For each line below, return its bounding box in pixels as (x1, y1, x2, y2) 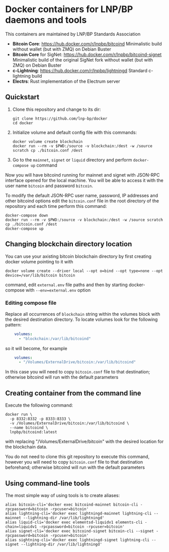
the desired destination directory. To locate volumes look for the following (5, 316, 158, 322)
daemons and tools (5, 14, 87, 26)
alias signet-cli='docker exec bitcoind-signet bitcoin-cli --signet (5, 528, 154, 533)
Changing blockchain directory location (5, 240, 132, 248)
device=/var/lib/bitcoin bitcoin (5, 272, 75, 278)
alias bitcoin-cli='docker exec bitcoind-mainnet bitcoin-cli (5, 502, 138, 507)
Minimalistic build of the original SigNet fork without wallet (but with (12, 57, 153, 63)
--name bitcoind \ (10, 425, 49, 430)
